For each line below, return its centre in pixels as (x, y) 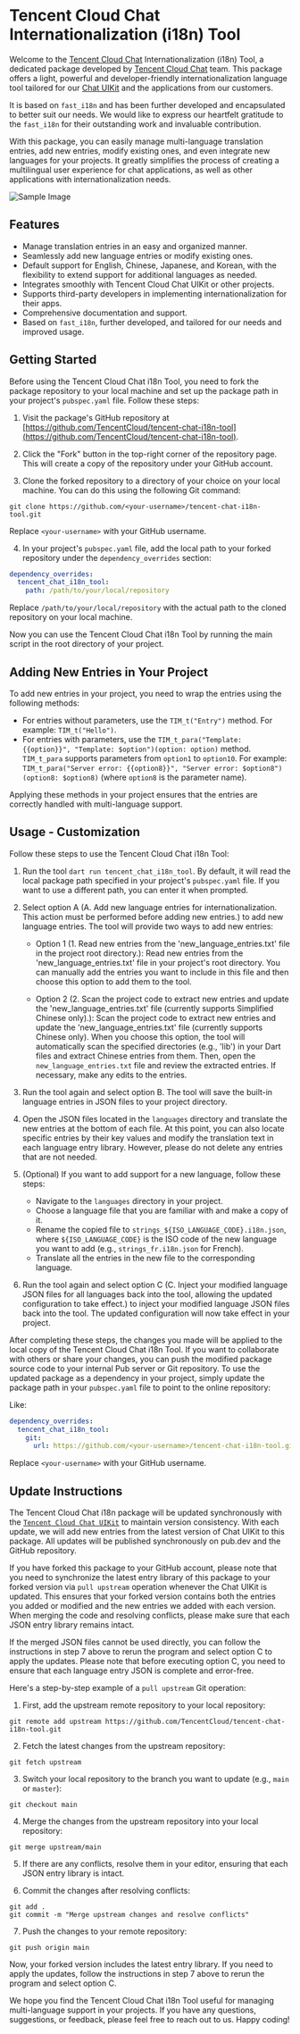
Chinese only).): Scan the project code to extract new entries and (156, 1017)
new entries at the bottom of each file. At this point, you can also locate (154, 1128)
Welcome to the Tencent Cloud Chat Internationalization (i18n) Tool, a (137, 59)
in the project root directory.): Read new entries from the (139, 953)
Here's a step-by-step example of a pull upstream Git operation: (128, 1688)
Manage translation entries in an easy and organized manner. (135, 246)
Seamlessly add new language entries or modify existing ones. (137, 255)
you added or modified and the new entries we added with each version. (143, 1606)
